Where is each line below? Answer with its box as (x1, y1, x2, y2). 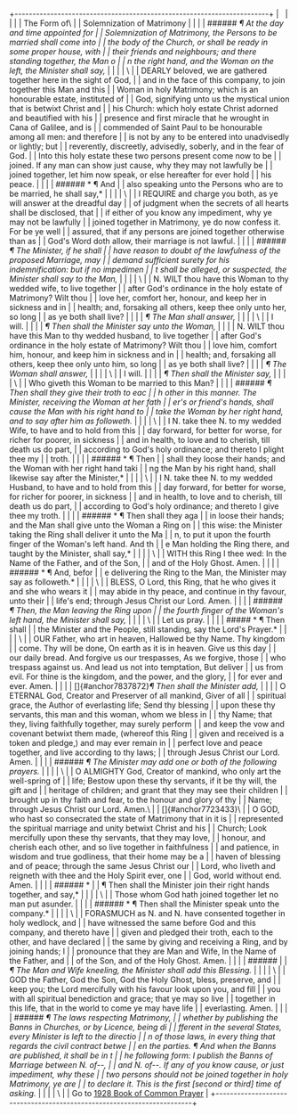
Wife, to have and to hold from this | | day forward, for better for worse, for (9, 425, 283, 436)
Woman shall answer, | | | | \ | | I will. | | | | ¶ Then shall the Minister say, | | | (9, 368, 286, 379)
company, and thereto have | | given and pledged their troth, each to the (9, 927, 274, 938)
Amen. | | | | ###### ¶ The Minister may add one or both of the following (9, 757, 278, 767)
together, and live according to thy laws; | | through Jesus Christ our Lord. (9, 747, 280, 758)
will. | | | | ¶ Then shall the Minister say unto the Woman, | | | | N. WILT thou (9, 321, 285, 332)
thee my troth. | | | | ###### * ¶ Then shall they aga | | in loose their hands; (9, 511, 285, 521)
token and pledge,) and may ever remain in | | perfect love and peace (9, 738, 263, 748)
